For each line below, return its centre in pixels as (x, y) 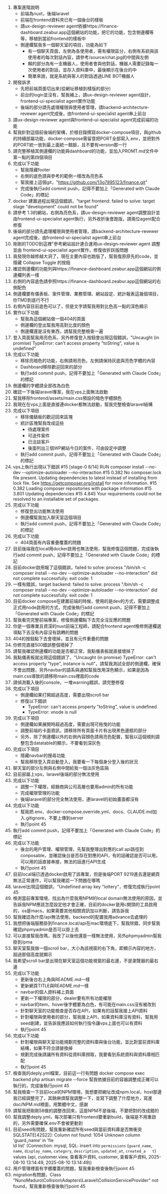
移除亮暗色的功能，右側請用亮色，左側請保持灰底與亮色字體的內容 (88, 361)
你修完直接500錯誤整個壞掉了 (43, 645)
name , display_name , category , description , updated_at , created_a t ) (84, 1151)
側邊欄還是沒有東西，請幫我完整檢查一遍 (62, 331)
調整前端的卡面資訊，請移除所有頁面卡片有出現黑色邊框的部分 (83, 730)
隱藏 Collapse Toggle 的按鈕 (42, 262)
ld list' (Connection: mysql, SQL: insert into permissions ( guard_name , (83, 1146)
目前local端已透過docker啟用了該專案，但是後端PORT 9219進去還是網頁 (86, 874)
